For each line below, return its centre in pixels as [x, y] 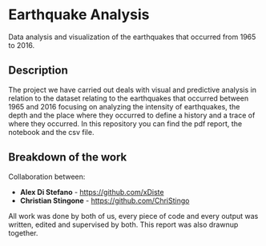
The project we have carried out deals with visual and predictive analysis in [132, 89]
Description [38, 71]
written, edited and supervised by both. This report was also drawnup [123, 224]
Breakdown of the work [68, 157]
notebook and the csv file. [51, 132]
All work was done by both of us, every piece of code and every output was [133, 216]
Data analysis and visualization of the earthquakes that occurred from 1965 [132, 37]
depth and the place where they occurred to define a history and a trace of [132, 115]
